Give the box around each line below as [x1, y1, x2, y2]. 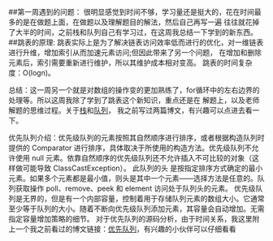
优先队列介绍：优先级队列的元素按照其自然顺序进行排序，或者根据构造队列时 [8, 133, 265, 142]
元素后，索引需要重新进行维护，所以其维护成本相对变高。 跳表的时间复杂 [8, 58, 253, 67]
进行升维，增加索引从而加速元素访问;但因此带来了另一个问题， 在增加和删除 [8, 48, 262, 57]
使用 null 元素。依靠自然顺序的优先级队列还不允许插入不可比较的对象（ [15, 153, 253, 162]
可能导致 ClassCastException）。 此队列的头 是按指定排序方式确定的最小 [22, 163, 263, 173]
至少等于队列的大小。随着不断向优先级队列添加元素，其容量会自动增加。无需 [8, 204, 265, 213]
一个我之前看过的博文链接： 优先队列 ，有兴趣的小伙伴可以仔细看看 [15, 224, 236, 234]
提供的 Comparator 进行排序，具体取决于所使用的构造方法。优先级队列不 [8, 143, 252, 153]
